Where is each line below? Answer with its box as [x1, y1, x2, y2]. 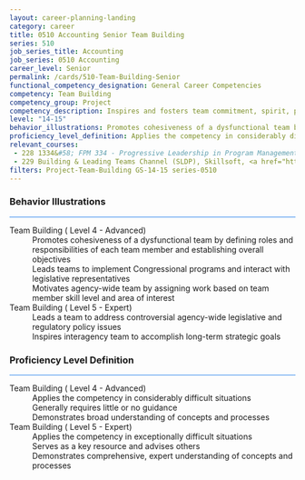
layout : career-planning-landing [9, 13, 136, 23]
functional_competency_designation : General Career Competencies [9, 81, 261, 90]
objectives [32, 254, 71, 265]
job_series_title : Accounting [9, 47, 124, 56]
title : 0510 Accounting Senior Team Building [9, 30, 184, 39]
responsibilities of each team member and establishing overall [32, 244, 264, 255]
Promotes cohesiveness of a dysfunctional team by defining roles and [32, 234, 293, 245]
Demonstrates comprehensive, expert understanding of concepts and [32, 450, 293, 461]
